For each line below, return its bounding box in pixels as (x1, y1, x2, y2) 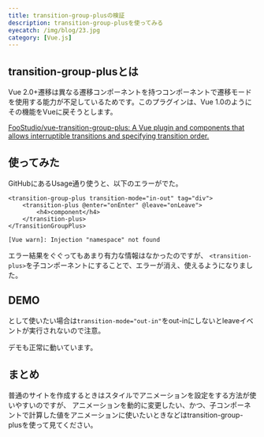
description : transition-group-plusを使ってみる (8, 19, 164, 27)
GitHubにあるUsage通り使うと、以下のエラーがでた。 (8, 179, 183, 188)
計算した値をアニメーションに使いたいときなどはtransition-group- (28, 410, 244, 420)
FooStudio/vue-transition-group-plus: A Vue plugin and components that (8, 123, 245, 133)
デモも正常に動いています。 (8, 342, 98, 352)
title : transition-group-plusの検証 (8, 11, 125, 20)
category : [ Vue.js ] (8, 33, 73, 42)
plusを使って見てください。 (8, 420, 98, 429)
